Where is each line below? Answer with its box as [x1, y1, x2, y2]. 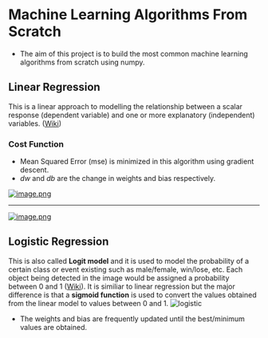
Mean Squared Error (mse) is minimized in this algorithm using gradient [19, 157, 254, 167]
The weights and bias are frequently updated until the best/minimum [19, 313, 245, 324]
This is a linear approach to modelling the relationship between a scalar [8, 101, 243, 111]
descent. [19, 165, 49, 175]
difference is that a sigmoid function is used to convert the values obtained [8, 289, 257, 300]
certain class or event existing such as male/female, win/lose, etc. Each [8, 265, 243, 274]
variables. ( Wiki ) [8, 118, 62, 128]
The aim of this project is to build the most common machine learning [19, 49, 249, 58]
